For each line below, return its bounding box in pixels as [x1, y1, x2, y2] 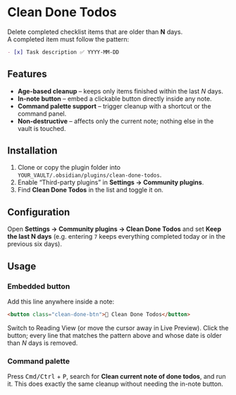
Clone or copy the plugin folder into [17, 163, 121, 172]
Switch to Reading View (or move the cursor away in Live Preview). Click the [7, 323, 229, 332]
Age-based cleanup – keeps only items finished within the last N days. [17, 87, 223, 95]
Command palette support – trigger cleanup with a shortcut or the [17, 101, 211, 110]
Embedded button [7, 281, 70, 291]
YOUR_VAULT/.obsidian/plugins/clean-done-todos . [17, 170, 162, 180]
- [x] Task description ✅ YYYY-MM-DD [7, 49, 120, 56]
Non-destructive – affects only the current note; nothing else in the [17, 117, 214, 125]
